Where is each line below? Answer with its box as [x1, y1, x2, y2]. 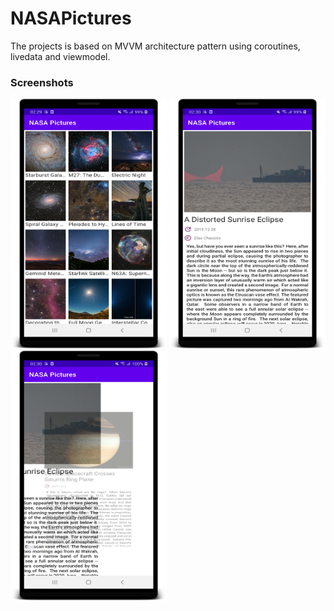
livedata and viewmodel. [10, 50, 111, 62]
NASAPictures [10, 7, 132, 30]
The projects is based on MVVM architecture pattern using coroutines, [10, 40, 301, 52]
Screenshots [10, 75, 74, 89]
